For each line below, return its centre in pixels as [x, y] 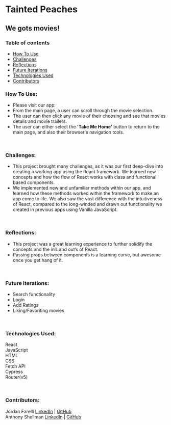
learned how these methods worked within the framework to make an [86, 193]
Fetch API [15, 366]
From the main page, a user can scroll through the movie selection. [83, 111]
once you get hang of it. [38, 260]
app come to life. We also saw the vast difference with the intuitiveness [87, 199]
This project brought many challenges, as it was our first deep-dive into [88, 166]
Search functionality [34, 295]
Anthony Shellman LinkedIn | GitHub [43, 417]
